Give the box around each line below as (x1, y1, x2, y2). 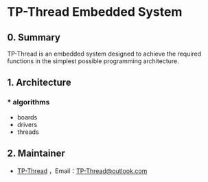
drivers (16, 120, 38, 128)
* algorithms (7, 98, 50, 107)
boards (16, 113, 38, 121)
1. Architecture (7, 77, 71, 89)
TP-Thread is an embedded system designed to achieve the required (7, 49, 202, 58)
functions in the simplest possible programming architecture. (7, 57, 180, 65)
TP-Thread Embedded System (7, 4, 183, 20)
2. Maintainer (7, 148, 65, 159)
